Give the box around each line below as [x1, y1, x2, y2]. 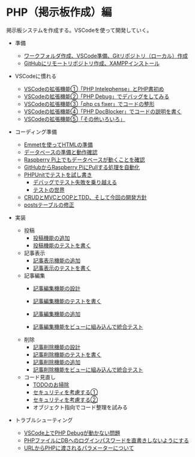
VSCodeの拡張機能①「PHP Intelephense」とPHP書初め [23, 85, 164, 92]
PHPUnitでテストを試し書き [23, 171, 92, 178]
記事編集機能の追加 [32, 310, 81, 317]
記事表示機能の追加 [32, 256, 81, 264]
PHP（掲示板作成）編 [6, 5, 112, 19]
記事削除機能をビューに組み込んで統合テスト [32, 365, 143, 373]
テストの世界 [32, 186, 65, 193]
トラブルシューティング [14, 416, 73, 423]
